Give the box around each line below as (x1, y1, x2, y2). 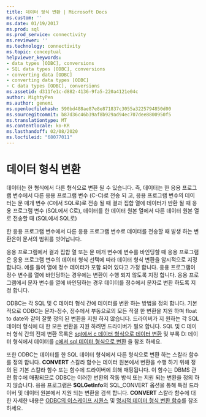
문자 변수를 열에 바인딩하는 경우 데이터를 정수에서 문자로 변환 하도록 (27, 279, 190, 286)
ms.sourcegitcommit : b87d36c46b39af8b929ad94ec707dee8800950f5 (6, 111, 172, 118)
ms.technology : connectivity (6, 43, 81, 50)
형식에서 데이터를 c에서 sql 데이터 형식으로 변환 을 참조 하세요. (12, 337, 162, 345)
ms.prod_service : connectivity (6, 32, 86, 38)
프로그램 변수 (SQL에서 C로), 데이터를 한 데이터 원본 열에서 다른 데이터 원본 (12, 206, 193, 214)
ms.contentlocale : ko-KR (6, 123, 70, 129)
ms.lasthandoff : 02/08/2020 (6, 129, 78, 135)
